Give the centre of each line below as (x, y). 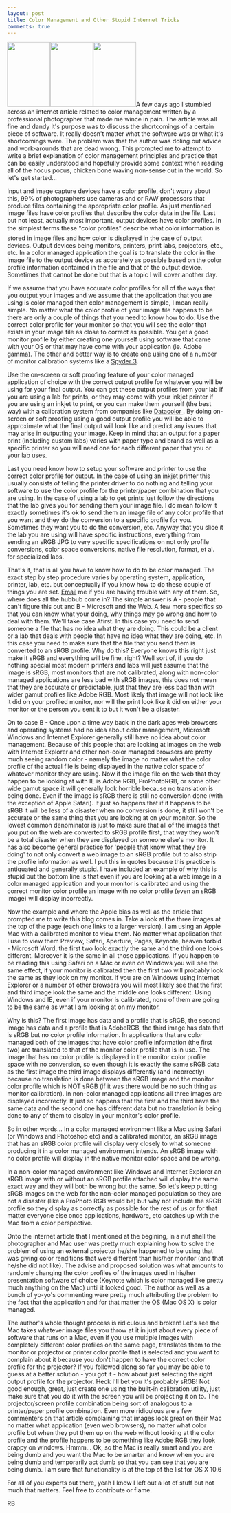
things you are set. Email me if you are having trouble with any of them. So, (113, 592)
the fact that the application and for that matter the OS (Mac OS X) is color (112, 1302)
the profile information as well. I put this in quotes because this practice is (112, 862)
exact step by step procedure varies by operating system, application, (106, 577)
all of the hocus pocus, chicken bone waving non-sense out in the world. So (115, 170)
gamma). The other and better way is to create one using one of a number (112, 354)
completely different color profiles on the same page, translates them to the (114, 1345)
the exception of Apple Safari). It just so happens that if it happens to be (109, 803)
